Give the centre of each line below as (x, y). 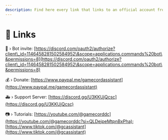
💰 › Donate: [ (19, 79)
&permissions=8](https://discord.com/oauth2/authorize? (63, 59)
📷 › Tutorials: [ (20, 114)
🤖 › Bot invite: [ (20, 48)
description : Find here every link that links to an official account (80, 10)
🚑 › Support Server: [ (27, 97)
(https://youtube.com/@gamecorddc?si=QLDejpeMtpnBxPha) (69, 121)
